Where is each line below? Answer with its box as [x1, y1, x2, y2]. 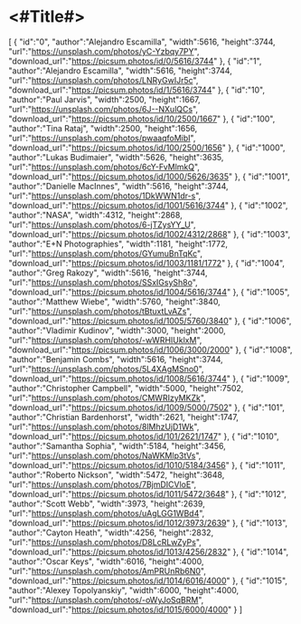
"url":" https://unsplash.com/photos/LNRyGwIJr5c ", [8, 74, 199, 85]
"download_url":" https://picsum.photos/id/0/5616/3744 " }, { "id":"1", [8, 55, 262, 66]
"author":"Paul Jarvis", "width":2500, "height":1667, [8, 93, 201, 105]
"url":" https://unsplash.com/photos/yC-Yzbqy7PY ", [8, 45, 200, 56]
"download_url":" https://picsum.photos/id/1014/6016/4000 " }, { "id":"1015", [8, 575, 288, 586]
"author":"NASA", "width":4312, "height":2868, [8, 209, 183, 220]
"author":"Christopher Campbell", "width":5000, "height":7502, [8, 382, 244, 393]
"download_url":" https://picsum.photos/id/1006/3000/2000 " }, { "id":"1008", [8, 344, 293, 355]
